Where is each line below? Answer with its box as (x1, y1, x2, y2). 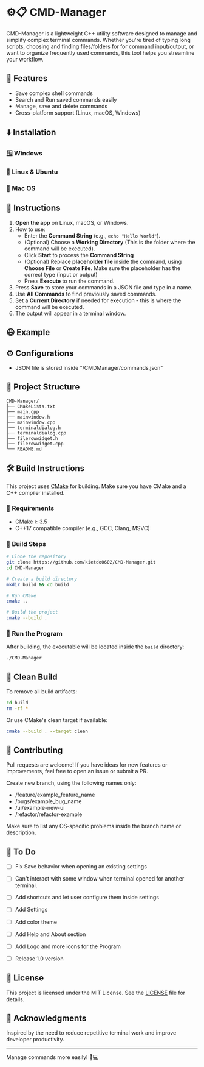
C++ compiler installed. (6, 489, 65, 496)
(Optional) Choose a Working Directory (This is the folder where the (24, 238, 195, 246)
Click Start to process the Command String (24, 251, 134, 258)
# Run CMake (6, 592, 36, 598)
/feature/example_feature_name (15, 791, 95, 799)
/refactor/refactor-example (15, 810, 83, 818)
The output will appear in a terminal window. (15, 310, 126, 317)
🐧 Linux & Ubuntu (6, 168, 58, 176)
